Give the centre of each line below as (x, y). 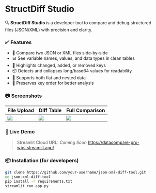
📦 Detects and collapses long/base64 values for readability (72, 71)
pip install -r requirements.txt (39, 181)
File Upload (21, 110)
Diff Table (50, 110)
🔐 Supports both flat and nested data (49, 78)
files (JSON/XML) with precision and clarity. (49, 30)
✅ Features (18, 42)
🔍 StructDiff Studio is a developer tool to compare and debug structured (78, 22)
